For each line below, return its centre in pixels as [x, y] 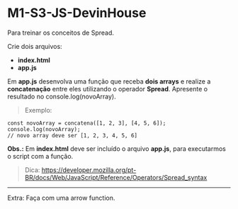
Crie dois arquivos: [35, 46]
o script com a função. [40, 156]
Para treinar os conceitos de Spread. [61, 33]
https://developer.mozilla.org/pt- [89, 170]
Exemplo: [38, 110]
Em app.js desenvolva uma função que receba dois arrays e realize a [109, 81]
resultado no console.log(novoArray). [62, 96]
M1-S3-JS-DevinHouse [77, 13]
